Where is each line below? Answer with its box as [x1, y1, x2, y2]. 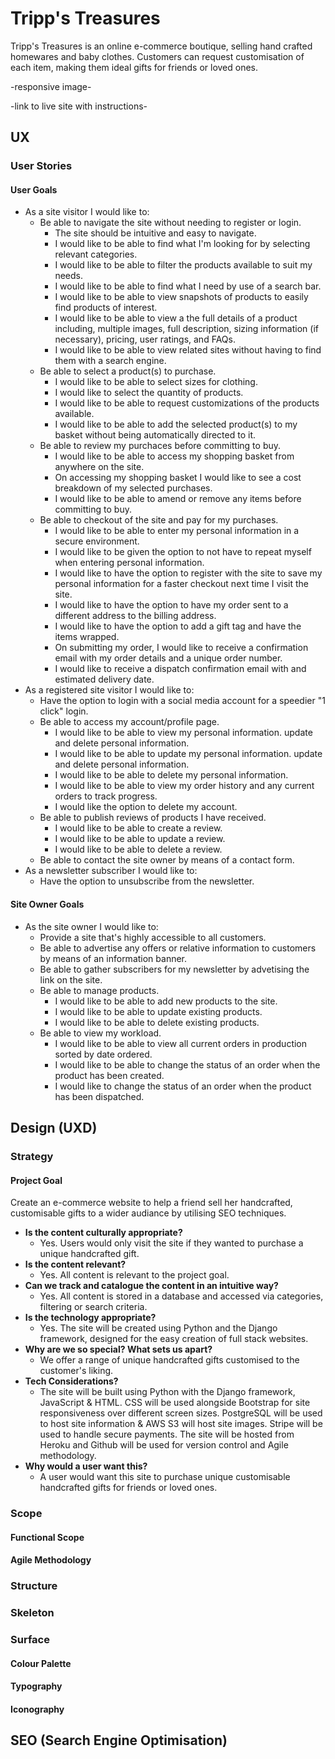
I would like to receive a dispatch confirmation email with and [54, 663, 307, 675]
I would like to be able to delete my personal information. [54, 769, 289, 781]
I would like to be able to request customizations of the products [54, 397, 320, 409]
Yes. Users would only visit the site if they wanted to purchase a [39, 1237, 304, 1249]
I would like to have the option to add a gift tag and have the [54, 620, 302, 632]
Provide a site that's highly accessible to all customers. [39, 931, 267, 943]
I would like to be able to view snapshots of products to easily [54, 291, 309, 303]
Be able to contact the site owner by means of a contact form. [39, 854, 295, 866]
